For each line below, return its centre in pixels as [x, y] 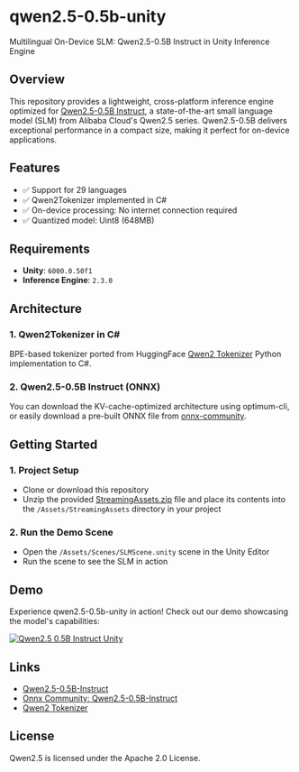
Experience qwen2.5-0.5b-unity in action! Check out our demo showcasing [149, 611]
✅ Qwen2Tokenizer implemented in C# [95, 199]
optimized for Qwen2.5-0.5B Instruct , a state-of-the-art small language [141, 111]
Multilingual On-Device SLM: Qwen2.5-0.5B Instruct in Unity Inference [140, 41]
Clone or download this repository [86, 490]
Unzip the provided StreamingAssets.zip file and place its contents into [154, 500]
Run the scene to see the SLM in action [95, 562]
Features [35, 168]
